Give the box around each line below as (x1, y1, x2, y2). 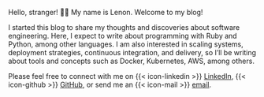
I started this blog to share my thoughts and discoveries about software (8, 23, 240, 32)
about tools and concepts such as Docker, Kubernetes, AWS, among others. (8, 56, 255, 65)
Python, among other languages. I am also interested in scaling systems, (8, 39, 244, 49)
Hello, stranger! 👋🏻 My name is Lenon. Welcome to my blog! (8, 8, 203, 17)
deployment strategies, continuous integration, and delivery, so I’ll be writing (8, 48, 257, 57)
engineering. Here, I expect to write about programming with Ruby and (8, 32, 238, 40)
